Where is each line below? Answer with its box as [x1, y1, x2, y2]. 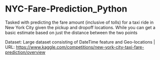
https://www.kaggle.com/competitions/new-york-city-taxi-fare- [16, 44, 144, 50]
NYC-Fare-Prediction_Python [5, 3, 127, 15]
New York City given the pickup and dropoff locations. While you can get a [5, 24, 156, 30]
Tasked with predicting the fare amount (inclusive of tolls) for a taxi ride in [5, 19, 154, 25]
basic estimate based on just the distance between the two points [5, 30, 138, 35]
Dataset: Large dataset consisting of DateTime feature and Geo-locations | [5, 39, 155, 45]
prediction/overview [5, 49, 46, 55]
